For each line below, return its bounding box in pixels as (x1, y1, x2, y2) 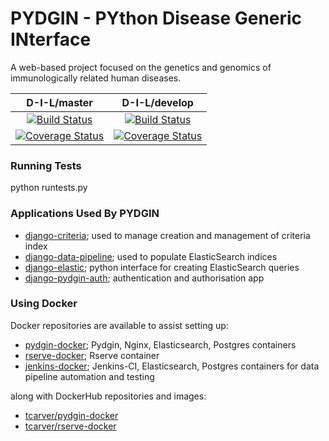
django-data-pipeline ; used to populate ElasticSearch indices (24, 250, 278, 262)
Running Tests (10, 158, 82, 172)
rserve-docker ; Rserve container (24, 349, 160, 361)
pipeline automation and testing (24, 370, 155, 382)
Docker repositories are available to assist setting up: (10, 319, 229, 331)
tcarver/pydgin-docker (24, 409, 119, 421)
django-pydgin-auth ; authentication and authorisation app (24, 272, 265, 284)
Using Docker (10, 297, 78, 311)
